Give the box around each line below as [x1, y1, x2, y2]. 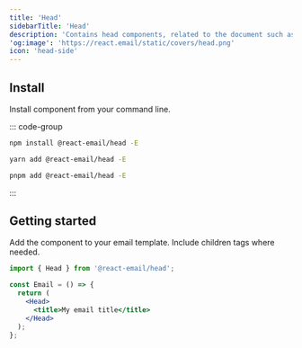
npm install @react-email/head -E [9, 138, 139, 147]
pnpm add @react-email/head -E [9, 171, 127, 180]
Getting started [9, 213, 97, 228]
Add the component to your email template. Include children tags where [9, 237, 276, 248]
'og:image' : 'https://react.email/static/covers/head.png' [9, 38, 235, 48]
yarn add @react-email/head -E [9, 155, 127, 164]
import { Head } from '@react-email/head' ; [9, 264, 175, 273]
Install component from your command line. [9, 103, 171, 114]
